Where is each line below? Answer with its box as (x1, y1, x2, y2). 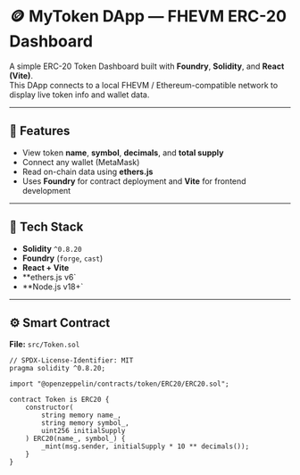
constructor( (25, 403, 74, 412)
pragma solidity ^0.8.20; (9, 364, 105, 373)
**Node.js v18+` (21, 281, 84, 292)
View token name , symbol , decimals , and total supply (21, 147, 224, 158)
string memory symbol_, (41, 419, 129, 428)
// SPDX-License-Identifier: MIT (9, 356, 134, 365)
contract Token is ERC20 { (9, 396, 110, 404)
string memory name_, (41, 411, 122, 420)
